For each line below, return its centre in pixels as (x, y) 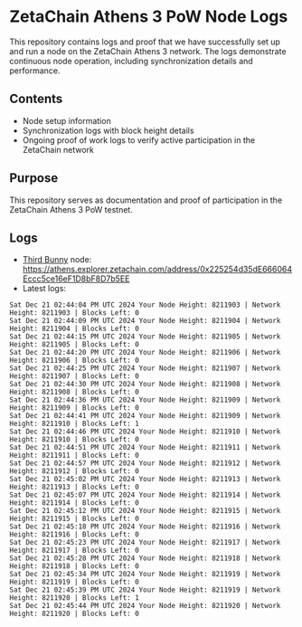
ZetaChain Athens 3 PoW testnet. (71, 209)
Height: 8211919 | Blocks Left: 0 (75, 582)
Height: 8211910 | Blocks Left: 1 (75, 424)
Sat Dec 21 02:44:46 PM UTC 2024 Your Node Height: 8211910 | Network (145, 432)
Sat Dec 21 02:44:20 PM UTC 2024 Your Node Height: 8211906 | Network (145, 353)
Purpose (34, 178)
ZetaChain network (58, 149)
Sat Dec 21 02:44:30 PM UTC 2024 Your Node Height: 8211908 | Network (145, 385)
